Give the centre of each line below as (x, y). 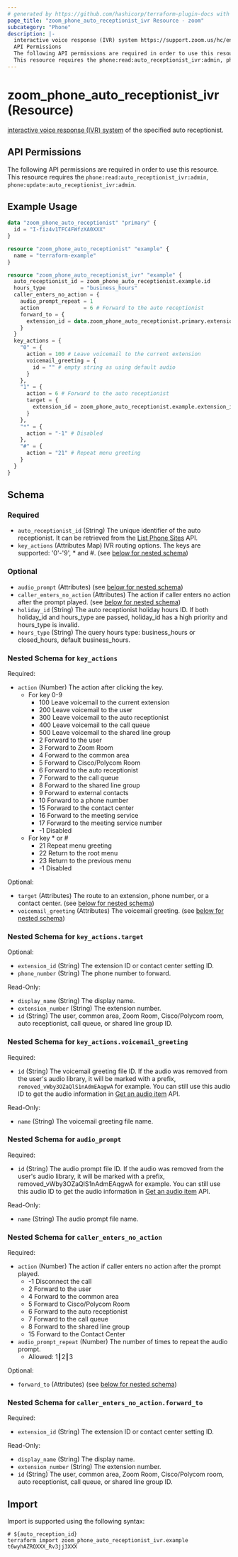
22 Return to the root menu (78, 853)
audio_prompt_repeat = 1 (57, 301)
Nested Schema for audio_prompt (64, 1139)
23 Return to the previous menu (85, 860)
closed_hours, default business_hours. (74, 640)
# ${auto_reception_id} (42, 1534)
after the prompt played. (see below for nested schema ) (99, 602)
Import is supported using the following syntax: (76, 1522)
